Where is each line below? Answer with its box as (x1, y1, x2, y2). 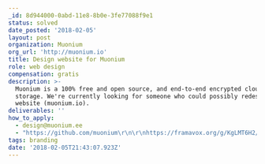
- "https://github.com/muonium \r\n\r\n (15, 129, 147, 136)
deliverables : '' (8, 107, 65, 115)
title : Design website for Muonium (8, 56, 125, 64)
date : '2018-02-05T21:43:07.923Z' (8, 143, 122, 151)
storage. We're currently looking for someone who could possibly (15, 92, 238, 100)
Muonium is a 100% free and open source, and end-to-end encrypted (15, 84, 242, 93)
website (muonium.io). (15, 99, 90, 107)
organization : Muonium (8, 41, 83, 49)
